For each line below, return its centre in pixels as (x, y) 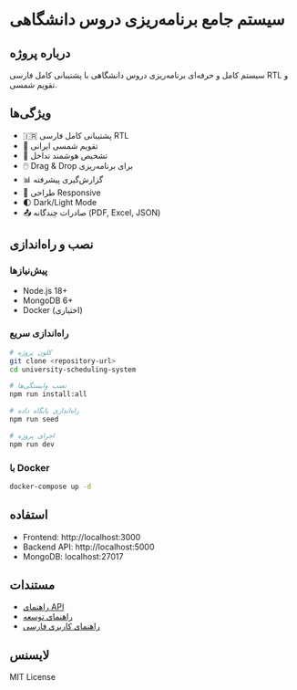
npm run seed (34, 420)
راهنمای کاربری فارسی (61, 626)
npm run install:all (49, 394)
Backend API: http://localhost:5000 (88, 547)
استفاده (29, 515)
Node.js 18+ (45, 290)
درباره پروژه (40, 53)
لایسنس (30, 655)
